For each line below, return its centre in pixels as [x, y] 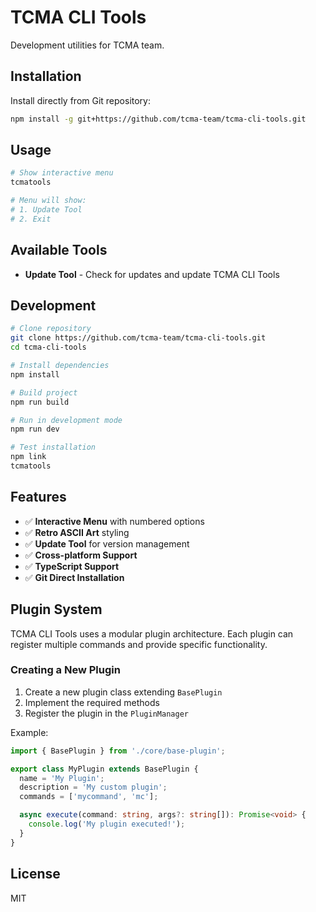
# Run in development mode [66, 420]
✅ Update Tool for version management [107, 543]
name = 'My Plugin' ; [62, 778]
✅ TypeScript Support [72, 566]
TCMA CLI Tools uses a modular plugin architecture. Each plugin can [152, 633]
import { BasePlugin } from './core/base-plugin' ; [118, 751]
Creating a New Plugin [65, 670]
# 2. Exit [31, 219]
